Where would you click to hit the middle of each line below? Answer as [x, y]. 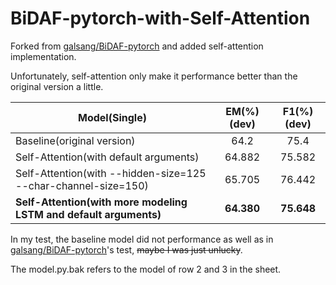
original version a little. [57, 86]
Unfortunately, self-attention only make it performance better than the [154, 76]
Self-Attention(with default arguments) [107, 157]
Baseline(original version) [75, 140]
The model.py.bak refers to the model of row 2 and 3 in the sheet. [146, 269]
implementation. [43, 56]
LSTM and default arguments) [88, 214]
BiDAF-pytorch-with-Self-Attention [160, 18]
